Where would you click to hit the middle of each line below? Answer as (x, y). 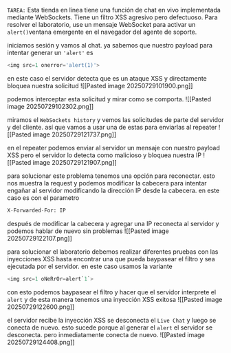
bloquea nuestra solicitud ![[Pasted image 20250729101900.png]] (100, 85)
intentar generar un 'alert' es (50, 52)
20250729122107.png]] (40, 238)
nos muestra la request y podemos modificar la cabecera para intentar (107, 183)
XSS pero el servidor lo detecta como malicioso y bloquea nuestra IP (104, 155)
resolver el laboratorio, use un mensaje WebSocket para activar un (101, 24)
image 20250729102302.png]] (51, 106)
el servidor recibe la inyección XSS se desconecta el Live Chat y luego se (112, 320)
